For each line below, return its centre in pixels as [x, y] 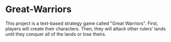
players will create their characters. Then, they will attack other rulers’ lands [85, 28]
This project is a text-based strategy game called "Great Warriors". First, [82, 23]
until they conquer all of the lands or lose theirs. [56, 34]
